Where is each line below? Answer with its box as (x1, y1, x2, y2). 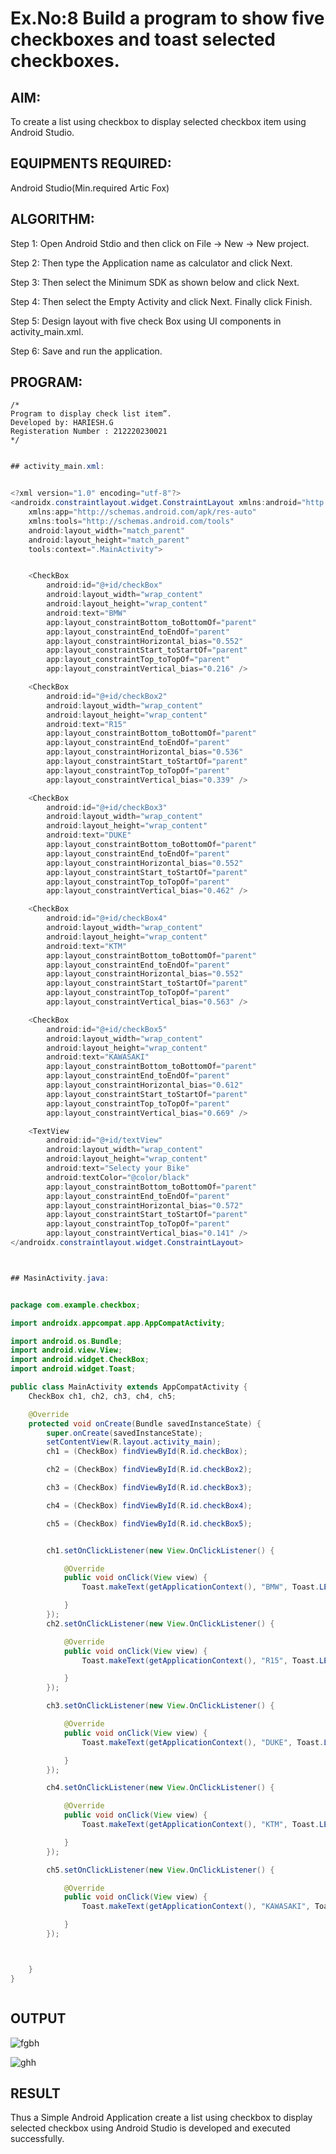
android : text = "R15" (46, 719, 128, 729)
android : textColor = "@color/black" (46, 1172, 190, 1182)
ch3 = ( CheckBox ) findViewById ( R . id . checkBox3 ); (46, 1483, 253, 1493)
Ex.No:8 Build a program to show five (10, 7, 325, 30)
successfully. (10, 2133, 65, 2145)
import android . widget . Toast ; (10, 1364, 137, 1374)
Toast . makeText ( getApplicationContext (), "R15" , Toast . (81, 1655, 320, 1666)
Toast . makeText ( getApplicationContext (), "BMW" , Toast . (81, 1582, 320, 1592)
